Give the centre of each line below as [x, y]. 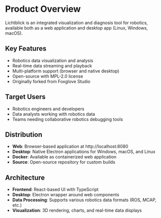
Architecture [25, 177]
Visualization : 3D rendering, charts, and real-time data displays [77, 211]
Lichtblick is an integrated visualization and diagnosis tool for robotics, [77, 23]
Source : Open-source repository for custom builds [64, 162]
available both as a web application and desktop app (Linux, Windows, [77, 28]
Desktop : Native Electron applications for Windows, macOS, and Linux [84, 152]
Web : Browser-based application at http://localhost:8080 [70, 147]
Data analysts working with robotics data [53, 114]
